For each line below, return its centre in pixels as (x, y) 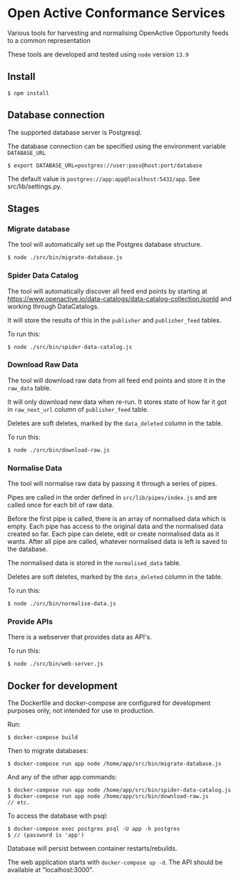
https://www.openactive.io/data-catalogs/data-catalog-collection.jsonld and (119, 298)
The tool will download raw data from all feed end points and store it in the (117, 380)
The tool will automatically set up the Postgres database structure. (105, 245)
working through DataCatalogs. (54, 306)
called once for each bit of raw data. (61, 505)
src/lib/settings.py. (35, 186)
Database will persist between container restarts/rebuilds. (92, 849)
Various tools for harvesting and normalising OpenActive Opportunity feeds (118, 33)
